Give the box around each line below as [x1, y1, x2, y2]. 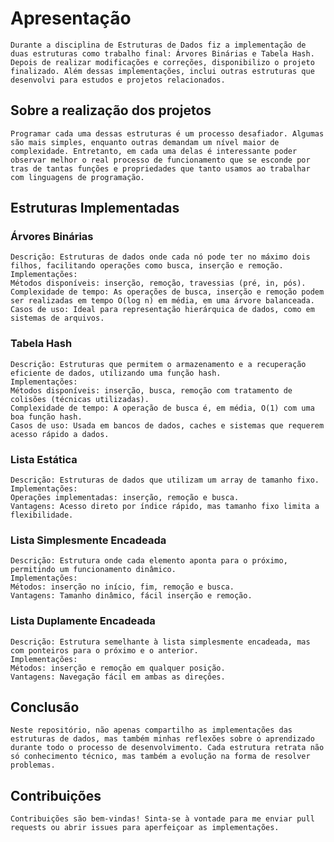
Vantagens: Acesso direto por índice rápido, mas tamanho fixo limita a [10, 502, 320, 512]
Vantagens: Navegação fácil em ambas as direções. [10, 672, 226, 682]
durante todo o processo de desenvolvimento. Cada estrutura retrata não [10, 743, 325, 753]
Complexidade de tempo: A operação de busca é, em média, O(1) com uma [10, 403, 315, 413]
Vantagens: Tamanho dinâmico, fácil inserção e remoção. [10, 591, 253, 601]
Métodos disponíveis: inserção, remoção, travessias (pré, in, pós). [10, 278, 307, 289]
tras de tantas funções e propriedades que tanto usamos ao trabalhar [10, 163, 311, 174]
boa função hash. [10, 412, 83, 422]
